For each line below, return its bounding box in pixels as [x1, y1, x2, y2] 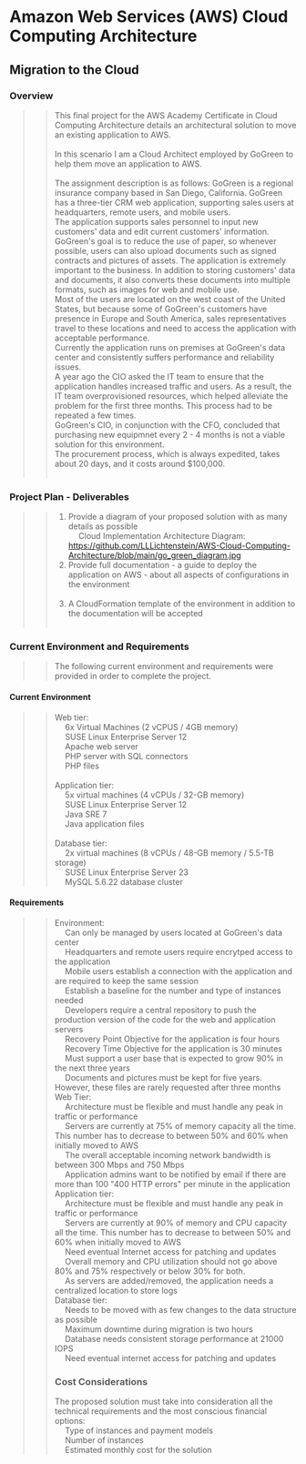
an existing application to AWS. [54, 129, 171, 140]
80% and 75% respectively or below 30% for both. [54, 1266, 246, 1276]
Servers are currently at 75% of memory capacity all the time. [65, 1120, 297, 1131]
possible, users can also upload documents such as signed [54, 245, 277, 256]
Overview [9, 89, 54, 102]
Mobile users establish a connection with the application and [65, 965, 293, 976]
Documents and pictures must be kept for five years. [65, 1072, 262, 1083]
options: [54, 1416, 86, 1427]
